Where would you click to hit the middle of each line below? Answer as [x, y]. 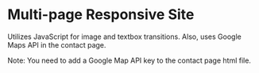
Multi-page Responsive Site [101, 15]
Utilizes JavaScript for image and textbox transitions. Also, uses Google [124, 36]
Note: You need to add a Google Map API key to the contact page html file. [129, 60]
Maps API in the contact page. [57, 44]
